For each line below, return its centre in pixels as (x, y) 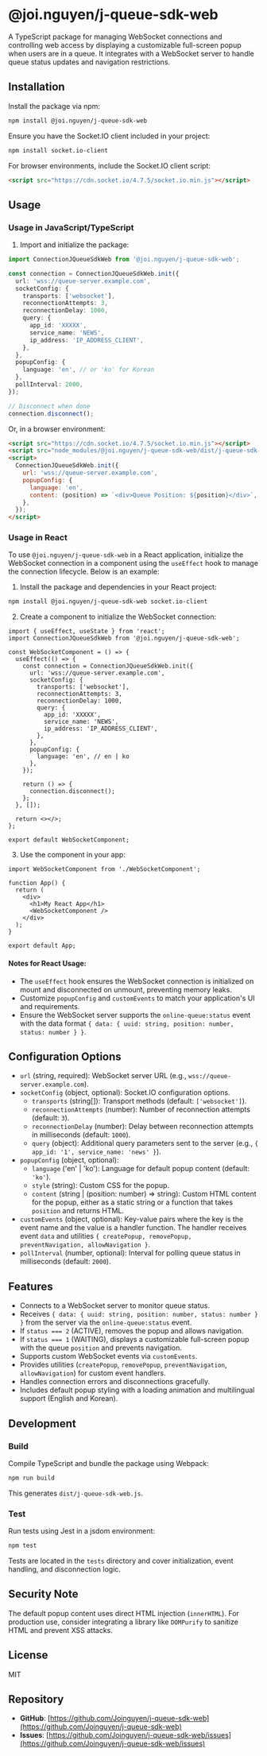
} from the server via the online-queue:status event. (106, 1323)
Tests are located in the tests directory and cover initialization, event (121, 1561)
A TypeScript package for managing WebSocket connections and (115, 37)
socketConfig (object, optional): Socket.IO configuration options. (125, 1093)
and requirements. (50, 1006)
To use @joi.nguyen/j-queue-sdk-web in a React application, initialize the (126, 555)
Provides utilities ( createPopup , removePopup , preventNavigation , (124, 1365)
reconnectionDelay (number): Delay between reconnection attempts (143, 1127)
